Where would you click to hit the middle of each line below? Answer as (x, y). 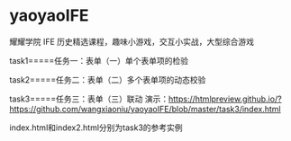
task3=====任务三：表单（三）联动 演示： (89, 99)
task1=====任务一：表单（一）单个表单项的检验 (99, 60)
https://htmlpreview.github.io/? (225, 99)
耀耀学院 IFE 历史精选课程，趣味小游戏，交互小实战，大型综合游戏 (132, 41)
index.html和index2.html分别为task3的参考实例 (96, 128)
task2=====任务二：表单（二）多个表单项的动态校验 (108, 79)
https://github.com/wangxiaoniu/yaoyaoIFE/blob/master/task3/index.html (145, 109)
